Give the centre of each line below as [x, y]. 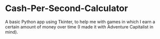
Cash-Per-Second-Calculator [66, 8]
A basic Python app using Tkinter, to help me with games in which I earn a [80, 22]
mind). [12, 32]
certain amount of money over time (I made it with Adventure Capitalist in [79, 26]
